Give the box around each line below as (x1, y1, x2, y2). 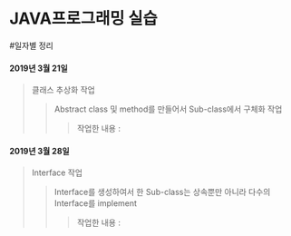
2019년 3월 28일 (9, 145, 70, 156)
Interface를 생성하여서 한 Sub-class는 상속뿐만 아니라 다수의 (53, 187, 271, 198)
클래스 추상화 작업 (31, 84, 95, 95)
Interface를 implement (53, 198, 138, 209)
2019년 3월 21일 (9, 63, 68, 74)
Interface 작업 (31, 167, 83, 178)
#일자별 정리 (9, 40, 54, 51)
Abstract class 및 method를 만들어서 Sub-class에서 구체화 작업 (53, 103, 283, 114)
